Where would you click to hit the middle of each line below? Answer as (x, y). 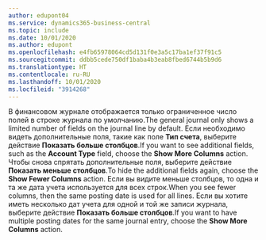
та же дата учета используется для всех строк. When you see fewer (122, 188)
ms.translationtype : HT (48, 67)
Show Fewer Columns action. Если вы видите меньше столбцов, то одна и (133, 179)
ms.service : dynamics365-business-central (79, 23)
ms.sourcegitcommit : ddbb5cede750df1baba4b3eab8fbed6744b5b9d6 (115, 60)
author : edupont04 (39, 15)
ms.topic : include (39, 30)
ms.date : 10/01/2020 (42, 38)
